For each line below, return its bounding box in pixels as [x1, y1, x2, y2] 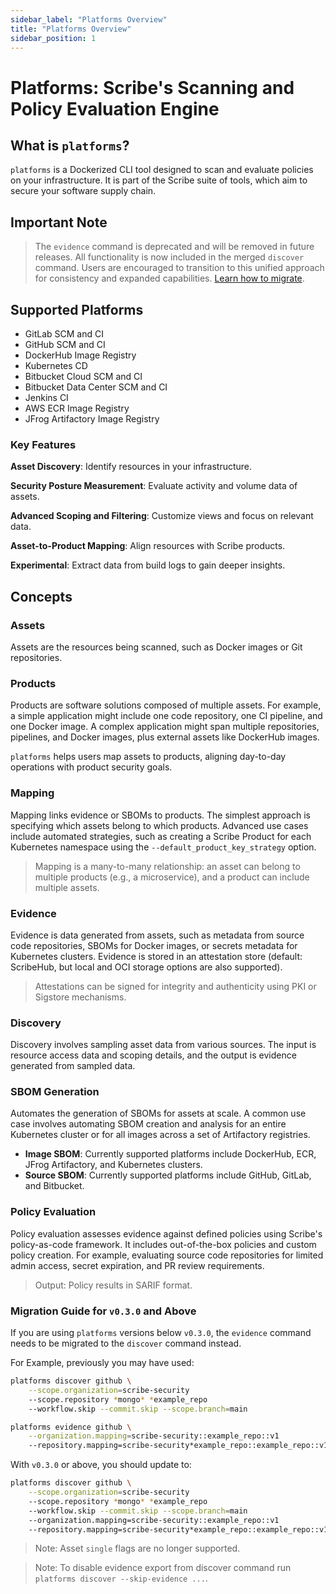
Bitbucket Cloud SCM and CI [24, 371, 143, 382]
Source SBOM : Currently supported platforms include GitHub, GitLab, [24, 1169, 312, 1181]
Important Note [10, 214, 108, 231]
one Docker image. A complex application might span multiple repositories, [10, 721, 320, 733]
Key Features [10, 437, 77, 451]
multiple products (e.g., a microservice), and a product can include [34, 871, 310, 883]
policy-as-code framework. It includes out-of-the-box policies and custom [10, 1238, 317, 1250]
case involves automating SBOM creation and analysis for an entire [10, 1118, 287, 1130]
